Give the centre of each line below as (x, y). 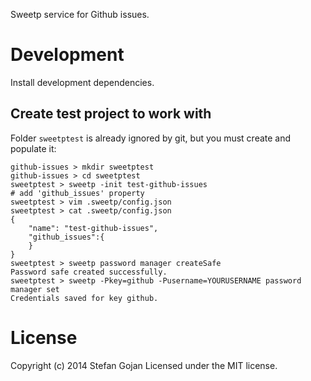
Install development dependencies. (82, 82)
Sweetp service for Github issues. (80, 14)
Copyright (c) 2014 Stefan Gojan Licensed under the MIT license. (144, 365)
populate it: (33, 148)
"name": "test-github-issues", (93, 228)
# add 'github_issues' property (77, 193)
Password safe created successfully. (89, 272)
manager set (35, 289)
